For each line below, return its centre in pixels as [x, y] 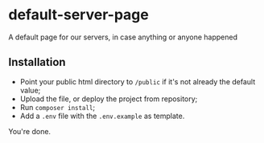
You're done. [29, 131]
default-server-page [78, 15]
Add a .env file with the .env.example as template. [102, 116]
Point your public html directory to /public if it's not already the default [138, 81]
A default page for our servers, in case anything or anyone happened [123, 37]
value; [30, 90]
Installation [37, 62]
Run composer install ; [58, 107]
